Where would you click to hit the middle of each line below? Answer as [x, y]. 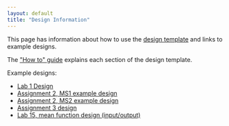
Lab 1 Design [35, 86]
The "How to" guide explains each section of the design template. [100, 59]
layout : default [30, 13]
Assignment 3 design [47, 108]
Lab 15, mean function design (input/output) [79, 115]
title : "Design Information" [49, 20]
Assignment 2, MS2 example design [68, 100]
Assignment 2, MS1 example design [67, 93]
